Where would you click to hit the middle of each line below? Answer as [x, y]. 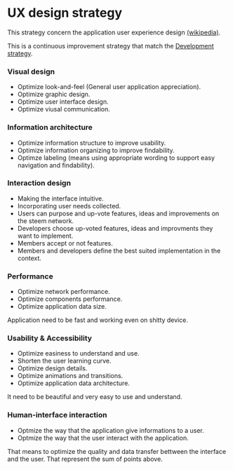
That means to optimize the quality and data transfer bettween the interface [117, 451]
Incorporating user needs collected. [69, 206]
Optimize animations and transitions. [70, 376]
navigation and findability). [56, 165]
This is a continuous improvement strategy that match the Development [111, 46]
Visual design [31, 72]
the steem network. [46, 221]
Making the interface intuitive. [60, 199]
